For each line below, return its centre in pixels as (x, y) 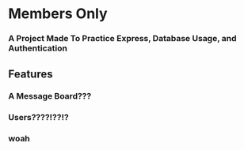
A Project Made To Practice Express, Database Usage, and (122, 39)
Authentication (38, 48)
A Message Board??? (50, 96)
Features (30, 74)
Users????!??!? (38, 118)
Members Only (58, 14)
